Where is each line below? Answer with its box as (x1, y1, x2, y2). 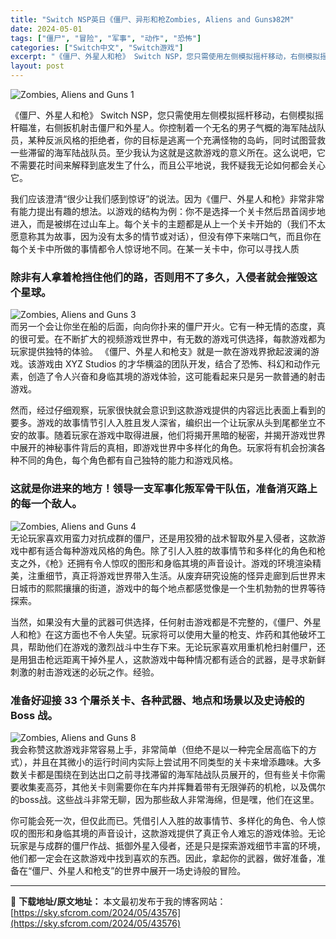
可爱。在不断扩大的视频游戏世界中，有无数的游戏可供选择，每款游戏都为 (27, 333, 326, 345)
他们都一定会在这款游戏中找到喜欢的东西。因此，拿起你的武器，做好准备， (10, 852, 317, 864)
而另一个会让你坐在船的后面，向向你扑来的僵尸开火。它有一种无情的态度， (10, 321, 317, 333)
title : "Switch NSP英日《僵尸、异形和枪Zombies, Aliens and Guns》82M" (10, 14, 295, 25)
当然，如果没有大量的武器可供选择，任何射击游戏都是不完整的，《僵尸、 (10, 616, 304, 628)
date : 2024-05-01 (10, 24, 83, 34)
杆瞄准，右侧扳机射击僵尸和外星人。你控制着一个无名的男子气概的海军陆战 (10, 122, 317, 133)
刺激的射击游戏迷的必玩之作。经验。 (10, 666, 160, 678)
